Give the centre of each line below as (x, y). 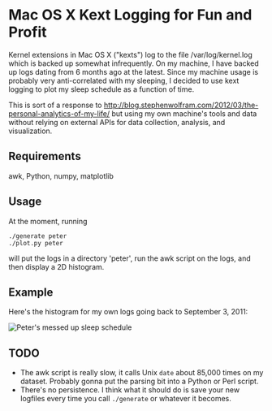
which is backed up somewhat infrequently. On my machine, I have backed (134, 63)
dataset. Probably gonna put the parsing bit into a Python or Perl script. (139, 381)
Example (31, 292)
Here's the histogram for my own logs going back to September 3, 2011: (128, 312)
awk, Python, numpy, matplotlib (61, 175)
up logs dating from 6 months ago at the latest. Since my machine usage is (133, 71)
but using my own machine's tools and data (184, 113)
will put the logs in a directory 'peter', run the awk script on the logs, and (130, 258)
